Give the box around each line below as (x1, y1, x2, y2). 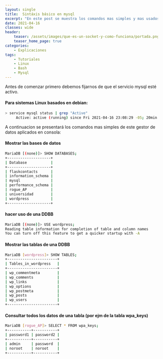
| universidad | (5, 191, 53, 197)
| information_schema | (5, 173, 53, 179)
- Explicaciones (14, 48, 47, 52)
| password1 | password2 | (5, 332, 60, 338)
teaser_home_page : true (14, 39, 62, 44)
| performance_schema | (5, 183, 53, 188)
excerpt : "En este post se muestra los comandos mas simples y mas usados (5, 16, 160, 21)
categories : (5, 43, 29, 48)
